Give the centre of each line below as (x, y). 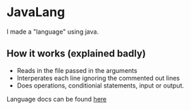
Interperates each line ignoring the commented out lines (98, 78)
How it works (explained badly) (76, 54)
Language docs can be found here (57, 99)
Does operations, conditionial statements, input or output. (100, 85)
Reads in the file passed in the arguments (77, 70)
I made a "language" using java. (53, 32)
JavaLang (36, 12)
